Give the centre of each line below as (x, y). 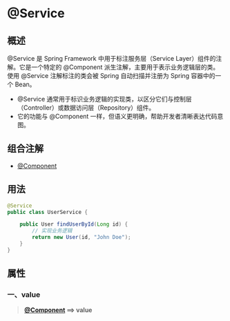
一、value (24, 295)
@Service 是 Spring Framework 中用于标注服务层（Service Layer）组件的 (112, 58)
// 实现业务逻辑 (52, 231)
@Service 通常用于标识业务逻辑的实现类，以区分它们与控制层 (104, 99)
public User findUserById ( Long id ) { (74, 224)
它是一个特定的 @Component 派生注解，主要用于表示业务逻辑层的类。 (119, 67)
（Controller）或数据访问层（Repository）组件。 (86, 108)
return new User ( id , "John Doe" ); (82, 237)
